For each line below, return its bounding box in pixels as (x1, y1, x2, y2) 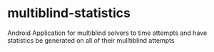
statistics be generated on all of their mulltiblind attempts (7, 36, 175, 44)
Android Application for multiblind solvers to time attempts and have (7, 28, 208, 37)
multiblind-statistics (7, 5, 131, 21)
